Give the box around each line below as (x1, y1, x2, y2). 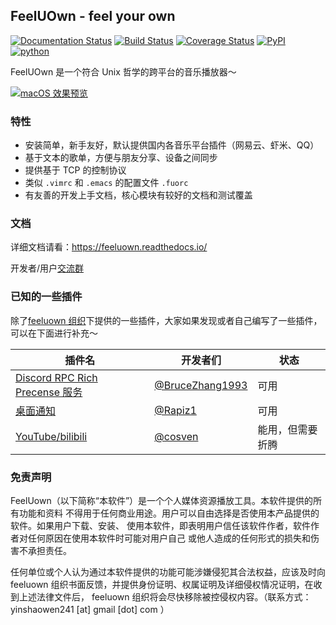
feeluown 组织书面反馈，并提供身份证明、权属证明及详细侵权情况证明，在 (10, 579, 314, 590)
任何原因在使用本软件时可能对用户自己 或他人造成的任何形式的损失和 (27, 532, 311, 544)
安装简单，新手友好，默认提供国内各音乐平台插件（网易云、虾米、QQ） (24, 139, 320, 151)
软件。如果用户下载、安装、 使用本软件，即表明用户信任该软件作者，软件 (10, 520, 311, 531)
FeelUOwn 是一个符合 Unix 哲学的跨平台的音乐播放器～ (10, 65, 237, 78)
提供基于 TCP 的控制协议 (24, 164, 127, 176)
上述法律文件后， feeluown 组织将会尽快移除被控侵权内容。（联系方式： (18, 591, 312, 603)
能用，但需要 (257, 422, 318, 436)
